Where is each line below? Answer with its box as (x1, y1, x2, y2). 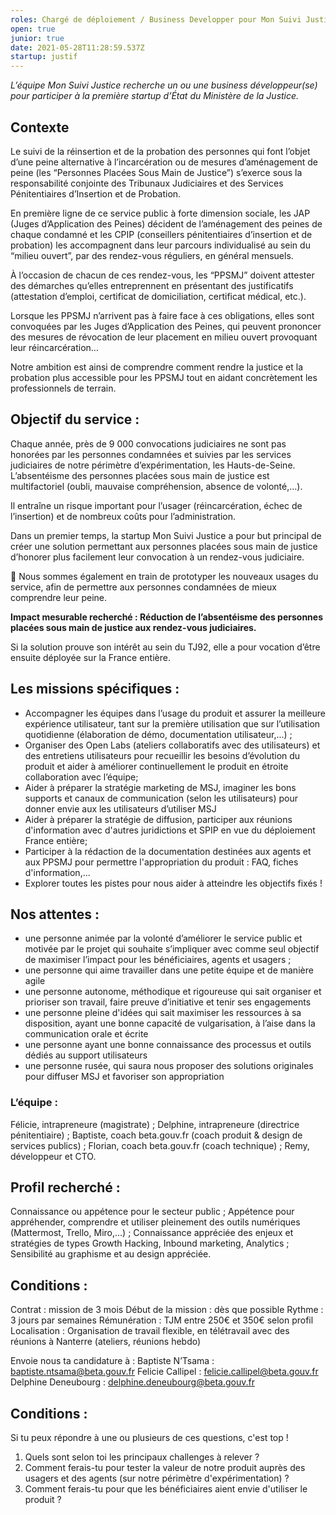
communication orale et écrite (24, 1028, 149, 1040)
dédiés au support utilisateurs (24, 1049, 148, 1061)
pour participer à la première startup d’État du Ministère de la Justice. (10, 90, 300, 102)
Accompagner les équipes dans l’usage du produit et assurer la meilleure (24, 707, 326, 719)
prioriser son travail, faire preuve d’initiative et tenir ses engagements (24, 996, 312, 1008)
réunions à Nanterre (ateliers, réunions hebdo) (10, 1336, 202, 1348)
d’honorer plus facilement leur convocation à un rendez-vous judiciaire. (10, 551, 305, 563)
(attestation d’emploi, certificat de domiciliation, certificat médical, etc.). (10, 290, 307, 302)
